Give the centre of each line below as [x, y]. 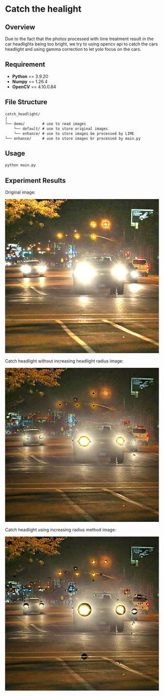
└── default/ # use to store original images [61, 129]
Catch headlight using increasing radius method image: [61, 530]
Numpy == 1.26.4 [30, 81]
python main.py [20, 165]
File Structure [26, 102]
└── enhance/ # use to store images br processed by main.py [73, 138]
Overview [20, 27]
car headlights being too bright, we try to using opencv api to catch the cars [82, 44]
